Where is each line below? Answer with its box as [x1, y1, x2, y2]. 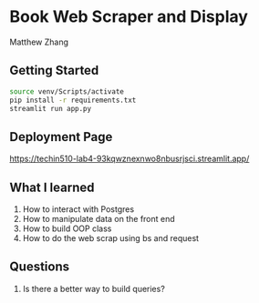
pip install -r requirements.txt [9, 96, 137, 105]
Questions [9, 259, 70, 275]
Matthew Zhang [9, 36, 69, 47]
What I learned [9, 179, 95, 195]
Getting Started [9, 63, 99, 78]
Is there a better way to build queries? [22, 283, 166, 294]
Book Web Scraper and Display [9, 6, 249, 27]
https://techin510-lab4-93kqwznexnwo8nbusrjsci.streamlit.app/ [9, 153, 250, 165]
